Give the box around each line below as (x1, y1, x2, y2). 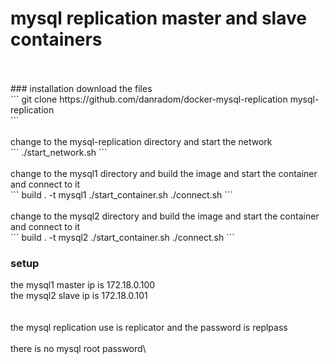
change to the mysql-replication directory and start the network (10, 135, 273, 147)
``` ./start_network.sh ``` (10, 146, 108, 158)
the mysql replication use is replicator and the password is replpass (10, 322, 288, 334)
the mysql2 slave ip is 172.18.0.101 (10, 290, 148, 302)
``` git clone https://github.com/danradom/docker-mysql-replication (10, 93, 288, 105)
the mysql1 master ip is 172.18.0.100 (10, 279, 156, 291)
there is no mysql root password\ (10, 343, 147, 355)
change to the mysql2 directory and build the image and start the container (10, 210, 320, 222)
